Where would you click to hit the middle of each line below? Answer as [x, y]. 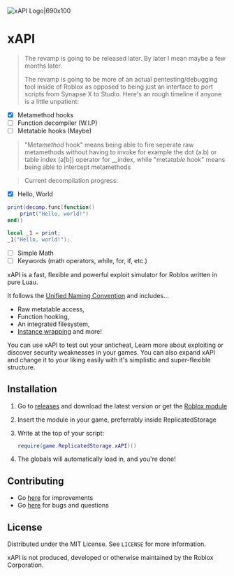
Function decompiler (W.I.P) [57, 123]
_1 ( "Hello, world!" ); [39, 239]
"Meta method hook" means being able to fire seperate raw [109, 145]
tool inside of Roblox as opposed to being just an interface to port [118, 87]
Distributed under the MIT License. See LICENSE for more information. [107, 544]
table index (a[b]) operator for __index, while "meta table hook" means [125, 160]
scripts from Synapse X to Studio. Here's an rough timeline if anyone [123, 94]
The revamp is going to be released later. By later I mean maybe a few [125, 58]
